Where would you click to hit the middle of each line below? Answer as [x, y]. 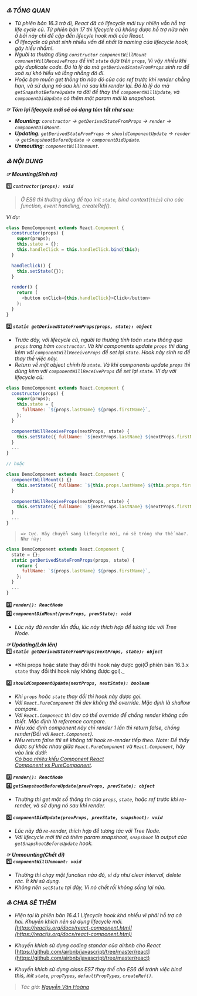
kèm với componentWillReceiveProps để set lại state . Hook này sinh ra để [102, 352]
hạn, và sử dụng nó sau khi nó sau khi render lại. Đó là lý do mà [92, 86]
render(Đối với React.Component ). [54, 734]
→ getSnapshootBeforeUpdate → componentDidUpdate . [78, 140]
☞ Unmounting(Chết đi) [35, 854]
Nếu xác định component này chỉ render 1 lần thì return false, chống [97, 727]
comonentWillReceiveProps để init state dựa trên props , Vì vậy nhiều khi [100, 61]
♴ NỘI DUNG [25, 161]
